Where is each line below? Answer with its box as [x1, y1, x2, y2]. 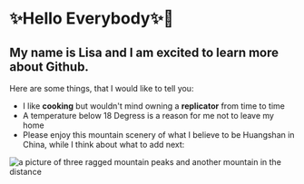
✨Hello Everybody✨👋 [9, 8, 174, 29]
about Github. [9, 59, 89, 74]
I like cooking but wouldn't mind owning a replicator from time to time [22, 101, 286, 111]
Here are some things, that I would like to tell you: [9, 83, 194, 93]
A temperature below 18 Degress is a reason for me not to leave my [22, 111, 275, 121]
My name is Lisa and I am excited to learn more [9, 44, 279, 60]
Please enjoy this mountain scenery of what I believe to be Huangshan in [22, 130, 295, 140]
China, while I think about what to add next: [22, 140, 185, 150]
